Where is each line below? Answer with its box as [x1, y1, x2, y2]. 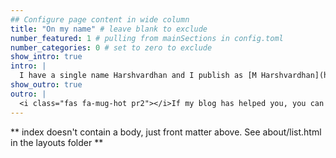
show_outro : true [10, 80, 83, 90]
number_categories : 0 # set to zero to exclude [10, 42, 213, 53]
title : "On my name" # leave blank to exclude [10, 24, 208, 34]
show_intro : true [10, 52, 83, 62]
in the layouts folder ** [10, 136, 104, 148]
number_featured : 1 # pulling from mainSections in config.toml [10, 33, 284, 43]
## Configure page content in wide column [10, 14, 190, 25]
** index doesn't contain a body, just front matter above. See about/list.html [10, 126, 322, 138]
